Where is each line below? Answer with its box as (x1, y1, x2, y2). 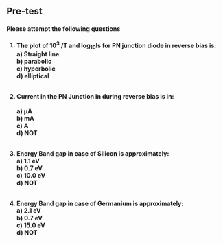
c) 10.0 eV (16, 172, 46, 180)
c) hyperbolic (16, 65, 56, 73)
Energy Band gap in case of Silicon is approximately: (16, 150, 169, 158)
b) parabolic (16, 58, 52, 66)
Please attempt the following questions (6, 24, 121, 33)
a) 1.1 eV (16, 157, 40, 165)
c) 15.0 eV (16, 221, 45, 229)
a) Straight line (16, 50, 60, 58)
